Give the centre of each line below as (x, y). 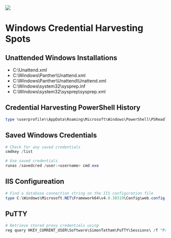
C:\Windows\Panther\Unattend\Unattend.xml (60, 81)
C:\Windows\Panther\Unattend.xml (49, 75)
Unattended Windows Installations (61, 58)
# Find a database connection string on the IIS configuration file (79, 193)
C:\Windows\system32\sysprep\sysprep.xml (59, 91)
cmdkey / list (19, 152)
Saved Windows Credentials (51, 135)
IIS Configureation (35, 182)
